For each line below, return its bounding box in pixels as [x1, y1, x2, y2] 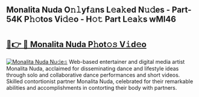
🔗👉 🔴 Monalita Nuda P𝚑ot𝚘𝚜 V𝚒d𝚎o [6, 39, 147, 49]
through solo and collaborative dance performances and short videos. [6, 72, 180, 78]
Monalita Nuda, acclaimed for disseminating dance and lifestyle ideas [6, 65, 179, 72]
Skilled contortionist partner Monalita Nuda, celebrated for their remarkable [6, 78, 194, 85]
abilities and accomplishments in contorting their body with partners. [6, 84, 177, 91]
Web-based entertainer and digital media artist [69, 58, 185, 65]
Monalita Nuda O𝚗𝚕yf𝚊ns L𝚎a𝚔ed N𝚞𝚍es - [6, 5, 171, 15]
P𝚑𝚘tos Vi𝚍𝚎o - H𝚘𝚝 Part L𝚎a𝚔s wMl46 [24, 14, 177, 25]
